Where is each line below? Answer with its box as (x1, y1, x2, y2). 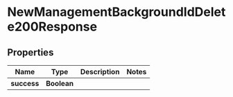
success (10, 79, 40, 88)
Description (80, 67, 120, 76)
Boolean (46, 79, 74, 88)
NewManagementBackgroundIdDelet (7, 4, 226, 20)
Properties (7, 46, 54, 58)
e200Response (7, 19, 98, 35)
